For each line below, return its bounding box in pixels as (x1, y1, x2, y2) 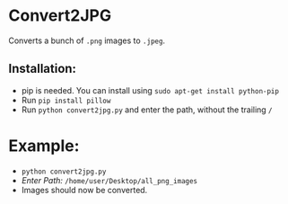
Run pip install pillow (21, 94, 111, 105)
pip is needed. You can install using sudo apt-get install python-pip (21, 84, 280, 95)
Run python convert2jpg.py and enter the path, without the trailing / (21, 104, 273, 115)
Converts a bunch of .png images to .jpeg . (8, 35, 166, 46)
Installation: (8, 61, 77, 76)
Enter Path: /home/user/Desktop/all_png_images (21, 174, 198, 185)
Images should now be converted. (21, 184, 148, 195)
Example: (8, 136, 80, 155)
